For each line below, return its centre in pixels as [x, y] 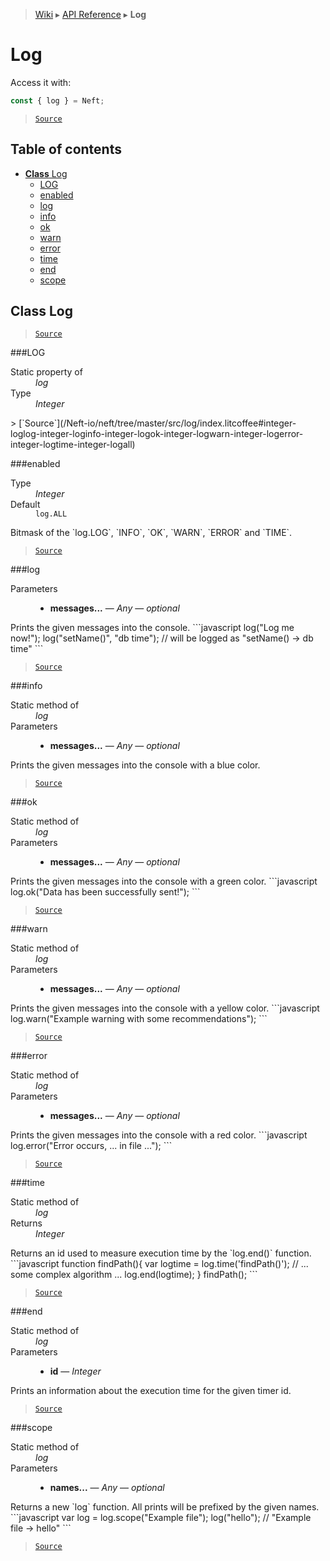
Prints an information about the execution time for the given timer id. [151, 1391]
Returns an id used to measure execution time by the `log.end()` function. [161, 1253]
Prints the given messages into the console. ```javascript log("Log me [152, 628]
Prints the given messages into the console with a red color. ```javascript [159, 1135]
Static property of [46, 372]
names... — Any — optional [107, 1488]
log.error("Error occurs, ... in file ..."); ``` [91, 1146]
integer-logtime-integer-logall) [73, 445]
